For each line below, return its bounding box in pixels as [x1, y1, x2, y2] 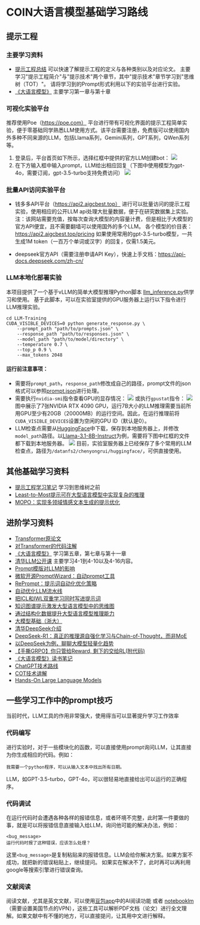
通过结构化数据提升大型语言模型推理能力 [14, 610, 115, 617]
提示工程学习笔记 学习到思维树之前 [14, 483, 100, 490]
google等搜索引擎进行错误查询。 [6, 866, 87, 873]
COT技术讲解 [14, 670, 48, 677]
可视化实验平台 [6, 104, 50, 113]
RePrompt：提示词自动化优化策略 [14, 580, 97, 587]
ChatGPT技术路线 [14, 662, 59, 669]
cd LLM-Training [6, 315, 47, 321]
